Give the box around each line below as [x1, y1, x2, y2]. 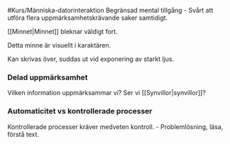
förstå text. [7, 130, 40, 138]
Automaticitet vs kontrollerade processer [7, 106, 153, 116]
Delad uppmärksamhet [7, 72, 88, 82]
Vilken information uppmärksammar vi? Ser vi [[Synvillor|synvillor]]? [7, 89, 206, 97]
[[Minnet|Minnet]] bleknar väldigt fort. [7, 28, 119, 35]
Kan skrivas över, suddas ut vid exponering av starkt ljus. [7, 55, 175, 63]
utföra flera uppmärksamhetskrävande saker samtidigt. [7, 13, 168, 22]
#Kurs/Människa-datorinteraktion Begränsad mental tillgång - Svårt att [7, 6, 214, 14]
